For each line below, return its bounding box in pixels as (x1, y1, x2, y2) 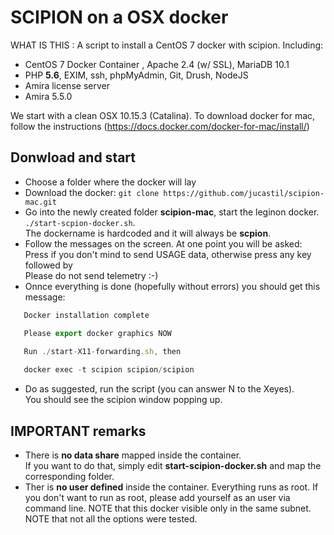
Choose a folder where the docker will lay (24, 176, 197, 188)
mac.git (24, 197, 57, 207)
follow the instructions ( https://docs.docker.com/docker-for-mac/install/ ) (10, 120, 310, 132)
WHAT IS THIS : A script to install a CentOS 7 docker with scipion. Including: (10, 39, 324, 51)
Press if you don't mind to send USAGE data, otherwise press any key (24, 248, 312, 260)
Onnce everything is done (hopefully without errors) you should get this (24, 280, 321, 292)
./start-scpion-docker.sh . (24, 216, 136, 228)
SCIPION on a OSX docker (10, 6, 229, 29)
